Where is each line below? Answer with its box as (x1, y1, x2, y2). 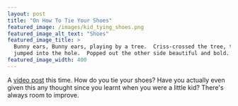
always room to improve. (7, 90, 79, 99)
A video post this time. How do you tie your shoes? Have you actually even (7, 76, 225, 84)
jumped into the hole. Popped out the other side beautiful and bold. (13, 50, 230, 57)
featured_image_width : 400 (7, 57, 87, 64)
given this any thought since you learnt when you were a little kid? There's (7, 83, 225, 92)
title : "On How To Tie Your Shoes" (7, 17, 113, 24)
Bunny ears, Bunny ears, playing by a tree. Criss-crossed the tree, (13, 43, 227, 50)
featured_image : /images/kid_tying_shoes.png (7, 23, 144, 30)
